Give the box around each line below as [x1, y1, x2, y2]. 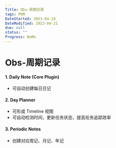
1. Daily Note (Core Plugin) [5, 74, 60, 80]
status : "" [5, 30, 27, 35]
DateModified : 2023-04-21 [5, 21, 58, 26]
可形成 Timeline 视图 [12, 108, 54, 114]
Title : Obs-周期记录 [5, 7, 44, 12]
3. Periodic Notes [5, 126, 41, 132]
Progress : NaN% [5, 35, 36, 40]
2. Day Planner [5, 97, 36, 103]
